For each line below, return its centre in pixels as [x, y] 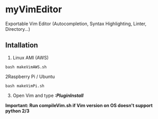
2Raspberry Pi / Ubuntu [30, 76]
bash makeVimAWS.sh [26, 67]
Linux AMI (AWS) [31, 57]
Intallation [22, 45]
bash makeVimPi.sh [25, 86]
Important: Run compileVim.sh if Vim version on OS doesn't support [79, 105]
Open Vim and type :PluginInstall [48, 95]
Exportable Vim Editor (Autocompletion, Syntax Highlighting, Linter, [76, 24]
